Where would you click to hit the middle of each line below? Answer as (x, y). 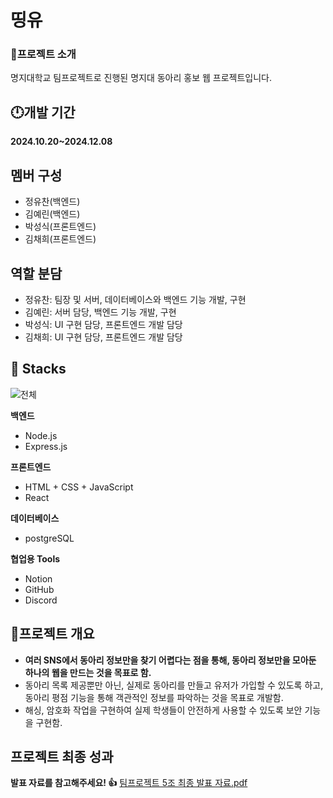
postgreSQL (49, 538)
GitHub (39, 589)
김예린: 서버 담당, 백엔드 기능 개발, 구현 (100, 312)
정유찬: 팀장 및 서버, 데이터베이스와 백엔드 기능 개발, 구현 (135, 299)
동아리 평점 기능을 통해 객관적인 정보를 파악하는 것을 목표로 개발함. (154, 697)
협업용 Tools (35, 558)
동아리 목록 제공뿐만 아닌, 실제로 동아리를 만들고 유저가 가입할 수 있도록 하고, (174, 685)
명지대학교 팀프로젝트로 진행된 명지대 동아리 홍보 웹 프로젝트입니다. (141, 78)
